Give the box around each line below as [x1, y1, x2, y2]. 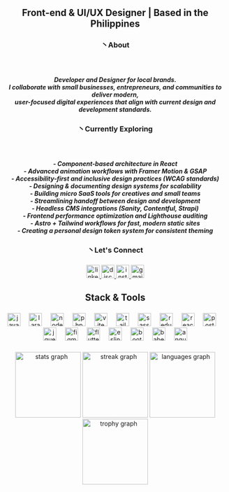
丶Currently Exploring [77, 124, 153, 134]
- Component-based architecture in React [52, 159, 178, 168]
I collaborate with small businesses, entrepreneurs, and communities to [8, 83, 222, 91]
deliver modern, [91, 90, 139, 99]
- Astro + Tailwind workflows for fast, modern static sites [30, 218, 200, 227]
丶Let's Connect [87, 246, 143, 255]
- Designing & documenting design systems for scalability [29, 181, 202, 190]
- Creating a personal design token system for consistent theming [17, 226, 214, 234]
